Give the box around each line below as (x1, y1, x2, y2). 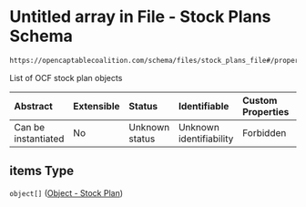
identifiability (178, 132, 234, 145)
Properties (242, 105, 290, 118)
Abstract (14, 99, 53, 112)
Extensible (72, 99, 120, 112)
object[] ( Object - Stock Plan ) (9, 187, 124, 198)
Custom (242, 94, 278, 107)
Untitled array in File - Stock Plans (9, 6, 271, 27)
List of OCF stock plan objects (9, 72, 123, 83)
